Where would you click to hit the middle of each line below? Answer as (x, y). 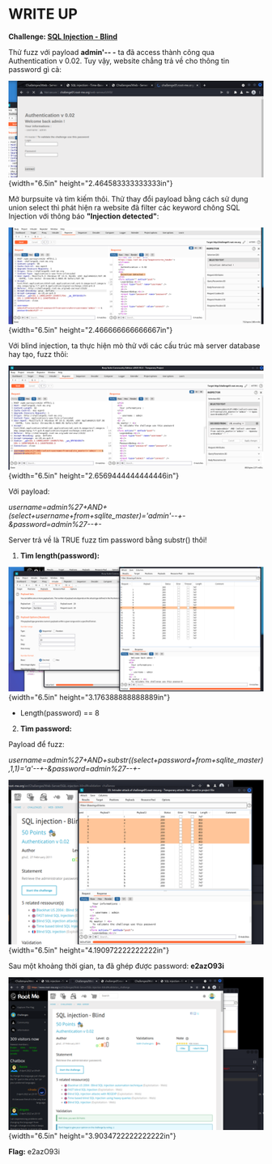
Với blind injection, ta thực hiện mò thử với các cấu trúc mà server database (134, 346)
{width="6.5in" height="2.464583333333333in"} (91, 183)
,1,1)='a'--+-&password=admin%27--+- (74, 768)
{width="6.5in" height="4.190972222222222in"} (89, 950)
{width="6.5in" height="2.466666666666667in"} (91, 329)
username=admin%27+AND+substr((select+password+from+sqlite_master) (136, 760)
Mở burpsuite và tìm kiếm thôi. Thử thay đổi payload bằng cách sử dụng (128, 198)
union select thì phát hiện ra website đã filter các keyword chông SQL (124, 207)
